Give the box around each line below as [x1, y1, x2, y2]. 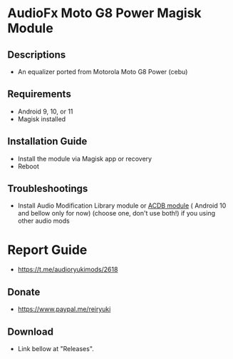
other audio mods [17, 216, 70, 226]
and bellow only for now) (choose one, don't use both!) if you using [17, 209, 216, 218]
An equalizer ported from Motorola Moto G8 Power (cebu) [17, 68, 188, 76]
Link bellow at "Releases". [17, 345, 94, 353]
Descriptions [7, 49, 66, 61]
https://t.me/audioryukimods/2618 [17, 266, 118, 274]
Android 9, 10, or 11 [17, 107, 73, 116]
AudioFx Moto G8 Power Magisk [7, 5, 202, 21]
